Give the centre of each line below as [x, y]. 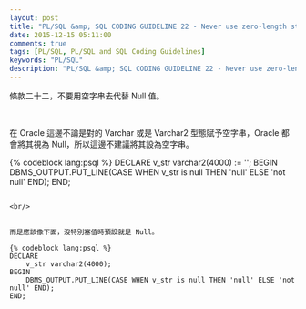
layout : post [34, 18]
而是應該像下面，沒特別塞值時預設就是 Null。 [84, 232]
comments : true [38, 43]
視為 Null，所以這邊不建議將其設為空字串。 [113, 144]
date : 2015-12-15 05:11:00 [61, 35]
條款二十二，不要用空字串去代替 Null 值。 [87, 96]
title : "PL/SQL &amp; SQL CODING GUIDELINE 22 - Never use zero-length [148, 26]
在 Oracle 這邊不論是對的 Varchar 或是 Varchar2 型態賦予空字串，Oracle [144, 132]
